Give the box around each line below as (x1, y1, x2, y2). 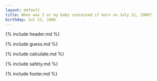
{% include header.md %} (5, 31, 60, 37)
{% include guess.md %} (5, 41, 58, 47)
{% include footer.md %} (5, 71, 58, 77)
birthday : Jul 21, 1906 (5, 17, 56, 22)
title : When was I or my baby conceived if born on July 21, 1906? (5, 12, 152, 17)
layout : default (5, 7, 40, 13)
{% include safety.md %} (5, 61, 58, 67)
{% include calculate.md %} (5, 51, 64, 57)
